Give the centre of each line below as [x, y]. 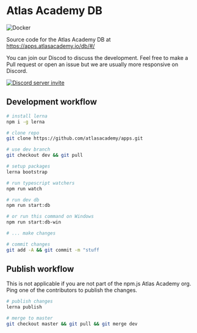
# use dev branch [28, 150]
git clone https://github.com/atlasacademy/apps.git [75, 138]
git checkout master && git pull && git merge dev [72, 324]
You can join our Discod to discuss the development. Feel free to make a [97, 58]
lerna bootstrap [27, 172]
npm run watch [24, 189]
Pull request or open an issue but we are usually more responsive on [92, 64]
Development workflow [52, 102]
